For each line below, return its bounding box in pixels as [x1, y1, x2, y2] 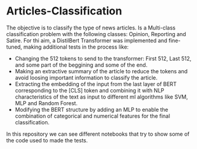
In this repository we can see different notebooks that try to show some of [6, 130, 190, 138]
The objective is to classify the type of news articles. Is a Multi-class [6, 24, 176, 31]
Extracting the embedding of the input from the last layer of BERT [14, 80, 177, 88]
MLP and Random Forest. [14, 99, 78, 106]
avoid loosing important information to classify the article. [14, 74, 158, 81]
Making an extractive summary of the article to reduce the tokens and [14, 67, 188, 74]
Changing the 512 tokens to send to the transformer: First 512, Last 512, [14, 55, 192, 62]
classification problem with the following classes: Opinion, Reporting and [6, 30, 186, 37]
